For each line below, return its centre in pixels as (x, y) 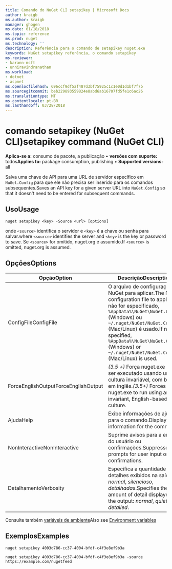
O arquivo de (124, 287)
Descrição (130, 278)
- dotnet (15, 77)
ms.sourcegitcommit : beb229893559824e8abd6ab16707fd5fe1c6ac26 (74, 91)
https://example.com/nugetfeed (39, 561)
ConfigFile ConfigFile (33, 323)
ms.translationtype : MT (31, 96)
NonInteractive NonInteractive (44, 447)
